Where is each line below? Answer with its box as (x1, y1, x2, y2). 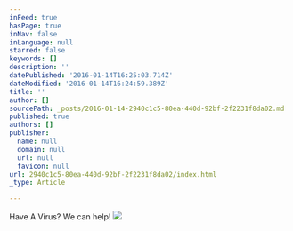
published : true (9, 112, 69, 121)
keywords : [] (9, 54, 58, 63)
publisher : (9, 129, 50, 138)
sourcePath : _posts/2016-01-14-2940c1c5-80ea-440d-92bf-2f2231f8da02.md (9, 104, 285, 113)
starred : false (9, 46, 66, 55)
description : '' (9, 63, 69, 72)
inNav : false (9, 29, 58, 38)
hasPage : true (9, 21, 62, 30)
